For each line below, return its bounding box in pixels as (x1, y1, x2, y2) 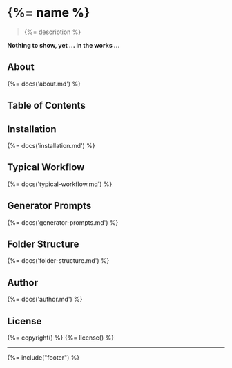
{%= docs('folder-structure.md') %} (7, 257, 110, 265)
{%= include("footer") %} (7, 353, 80, 362)
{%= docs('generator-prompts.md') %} (7, 218, 119, 226)
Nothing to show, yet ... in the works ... (7, 41, 120, 49)
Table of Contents (7, 100, 86, 111)
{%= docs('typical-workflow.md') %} (7, 180, 113, 188)
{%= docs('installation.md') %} (7, 141, 95, 149)
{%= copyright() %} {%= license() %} (7, 333, 115, 342)
